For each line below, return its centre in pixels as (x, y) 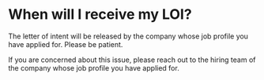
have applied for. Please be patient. (66, 44)
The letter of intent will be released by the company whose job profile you (128, 36)
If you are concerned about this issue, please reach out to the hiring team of (132, 60)
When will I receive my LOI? (100, 15)
